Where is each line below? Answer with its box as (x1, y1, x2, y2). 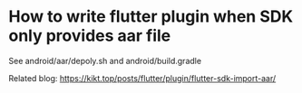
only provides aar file (8, 25, 171, 46)
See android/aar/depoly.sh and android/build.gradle (8, 55, 201, 66)
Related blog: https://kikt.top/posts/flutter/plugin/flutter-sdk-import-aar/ (8, 72, 277, 83)
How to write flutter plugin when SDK (8, 6, 294, 27)
